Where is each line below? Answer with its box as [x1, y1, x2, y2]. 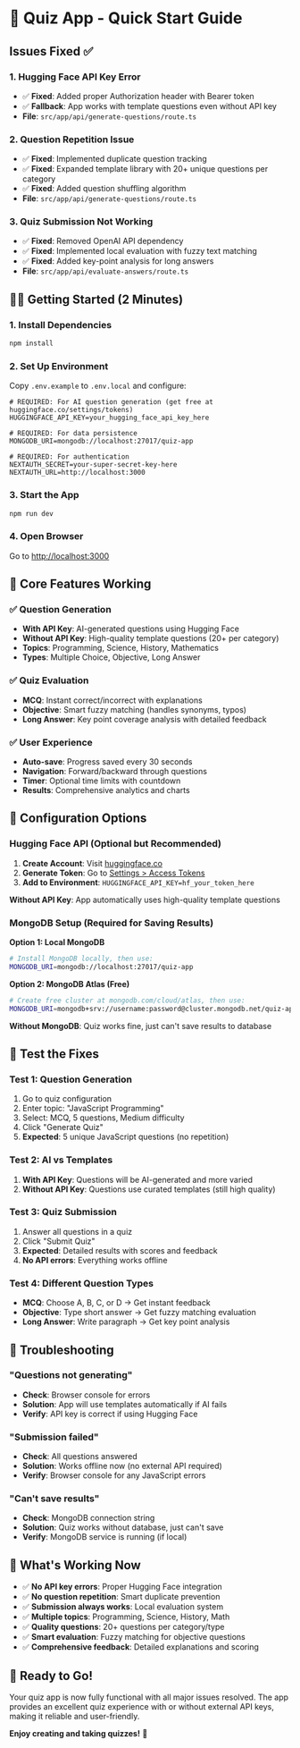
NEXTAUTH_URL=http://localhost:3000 [9, 469, 146, 477]
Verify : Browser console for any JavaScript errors [21, 1470, 206, 1481]
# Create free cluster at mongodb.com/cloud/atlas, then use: [9, 996, 246, 1005]
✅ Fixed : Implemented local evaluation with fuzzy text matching [21, 246, 257, 257]
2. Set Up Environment [9, 359, 109, 372]
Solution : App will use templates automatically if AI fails [21, 1398, 228, 1409]
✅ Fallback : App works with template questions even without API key [21, 100, 277, 111]
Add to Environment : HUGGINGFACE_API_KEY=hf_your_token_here [21, 876, 254, 888]
